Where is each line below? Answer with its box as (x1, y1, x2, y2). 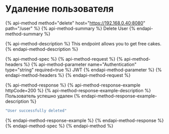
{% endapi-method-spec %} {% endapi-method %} (5, 123, 114, 129)
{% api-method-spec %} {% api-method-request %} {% (5, 56, 123, 62)
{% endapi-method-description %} (5, 46, 79, 52)
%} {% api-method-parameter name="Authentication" (23, 61, 137, 67)
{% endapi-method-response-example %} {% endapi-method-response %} (5, 117, 164, 123)
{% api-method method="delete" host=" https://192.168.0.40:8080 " (5, 20, 146, 26)
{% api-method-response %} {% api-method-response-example (5, 82, 141, 88)
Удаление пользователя (5, 3, 114, 15)
